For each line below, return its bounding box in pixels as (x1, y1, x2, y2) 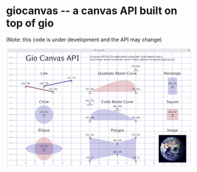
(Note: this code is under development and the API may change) (6, 36, 162, 43)
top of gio (6, 16, 54, 30)
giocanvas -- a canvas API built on (6, 4, 178, 18)
